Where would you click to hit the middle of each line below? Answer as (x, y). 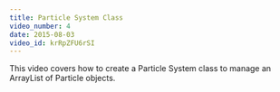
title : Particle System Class (67, 18)
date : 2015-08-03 (42, 34)
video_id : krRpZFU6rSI (52, 43)
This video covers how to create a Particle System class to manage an (140, 69)
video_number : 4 (40, 26)
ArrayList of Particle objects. (63, 78)
